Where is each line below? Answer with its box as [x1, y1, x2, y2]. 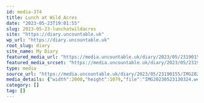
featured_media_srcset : [6, 59, 67, 65]
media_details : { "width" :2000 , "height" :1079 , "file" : [6, 76, 143, 82]
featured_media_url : [6, 54, 59, 60]
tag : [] [6, 88, 26, 94]
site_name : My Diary [6, 48, 59, 55]
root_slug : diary [6, 43, 50, 49]
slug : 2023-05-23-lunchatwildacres [6, 25, 97, 32]
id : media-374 [6, 8, 42, 15]
